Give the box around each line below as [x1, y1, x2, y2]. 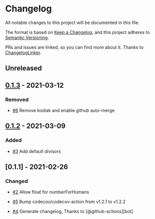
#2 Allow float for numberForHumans [12, 189, 89, 195]
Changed [5, 178, 28, 185]
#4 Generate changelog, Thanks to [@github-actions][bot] [12, 208, 133, 214]
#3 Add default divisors [12, 148, 61, 154]
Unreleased [5, 64, 42, 72]
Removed [5, 96, 29, 103]
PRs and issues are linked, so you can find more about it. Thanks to [5, 44, 144, 50]
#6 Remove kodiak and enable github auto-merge [12, 107, 115, 113]
